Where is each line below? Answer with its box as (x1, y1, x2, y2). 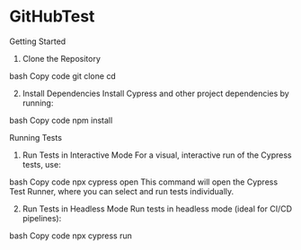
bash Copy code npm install (9, 115, 113, 125)
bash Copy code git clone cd (9, 70, 117, 82)
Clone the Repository (22, 53, 102, 64)
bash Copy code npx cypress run (9, 230, 132, 241)
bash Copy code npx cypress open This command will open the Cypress (9, 177, 279, 187)
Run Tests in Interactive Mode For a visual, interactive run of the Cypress (22, 150, 292, 160)
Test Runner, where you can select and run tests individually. (9, 185, 235, 196)
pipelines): (22, 212, 62, 223)
